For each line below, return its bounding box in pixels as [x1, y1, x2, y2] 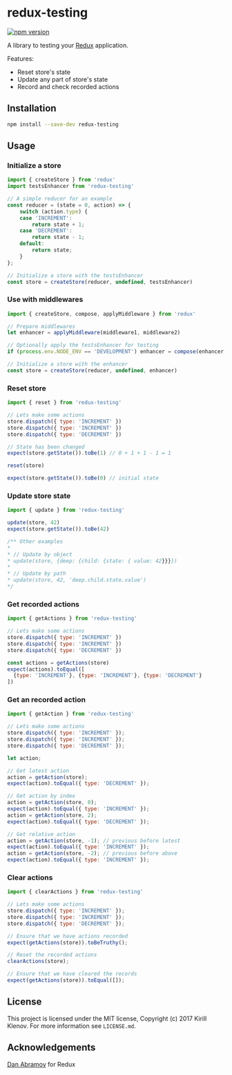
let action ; [7, 754, 41, 761]
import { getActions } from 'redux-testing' [7, 615, 137, 622]
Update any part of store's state [17, 75, 108, 84]
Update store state [7, 491, 71, 500]
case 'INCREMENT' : [19, 214, 72, 222]
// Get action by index [7, 792, 76, 799]
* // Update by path [7, 570, 67, 578]
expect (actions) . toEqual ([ [7, 665, 85, 673]
